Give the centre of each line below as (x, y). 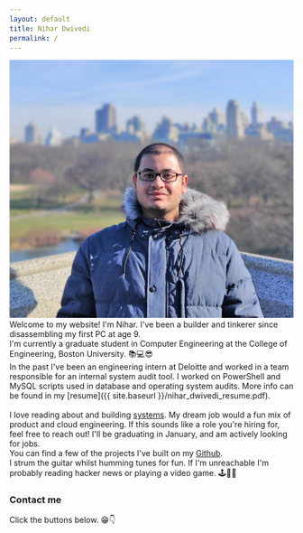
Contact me (36, 500)
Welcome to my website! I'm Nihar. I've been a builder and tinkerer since (144, 324)
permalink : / (34, 38)
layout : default (40, 19)
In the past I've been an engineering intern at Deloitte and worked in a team (149, 367)
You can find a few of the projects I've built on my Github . (116, 454)
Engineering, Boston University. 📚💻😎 (81, 354)
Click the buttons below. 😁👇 (62, 520)
